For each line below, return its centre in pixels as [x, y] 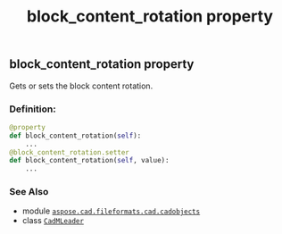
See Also [29, 192]
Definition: [33, 109]
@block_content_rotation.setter [69, 152]
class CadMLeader [53, 221]
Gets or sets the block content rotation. [81, 86]
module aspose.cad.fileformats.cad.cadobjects [111, 211]
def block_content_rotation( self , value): [89, 161]
